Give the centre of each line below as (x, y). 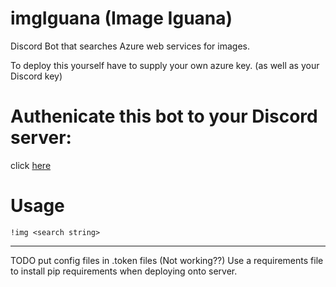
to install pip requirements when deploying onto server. (124, 271)
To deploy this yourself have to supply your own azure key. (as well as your (165, 65)
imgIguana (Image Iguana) (121, 18)
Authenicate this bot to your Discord (164, 116)
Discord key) (36, 76)
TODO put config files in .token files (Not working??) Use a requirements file (167, 260)
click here (31, 165)
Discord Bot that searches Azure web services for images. (130, 46)
